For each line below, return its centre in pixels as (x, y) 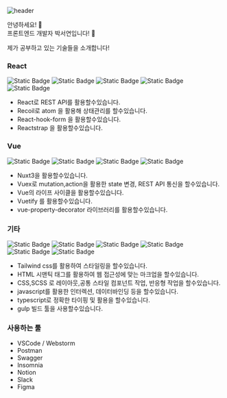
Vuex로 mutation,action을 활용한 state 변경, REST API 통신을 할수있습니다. (118, 184)
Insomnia (30, 365)
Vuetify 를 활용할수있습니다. (55, 201)
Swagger (30, 358)
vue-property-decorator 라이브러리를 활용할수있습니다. (92, 210)
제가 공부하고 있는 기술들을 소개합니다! (58, 48)
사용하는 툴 (24, 327)
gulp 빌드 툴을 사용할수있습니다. (60, 308)
